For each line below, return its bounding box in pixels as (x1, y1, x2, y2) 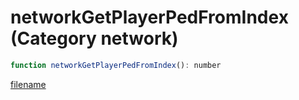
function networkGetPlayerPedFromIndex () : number (10, 60, 222, 70)
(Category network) (10, 27, 179, 50)
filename (10, 78, 47, 90)
